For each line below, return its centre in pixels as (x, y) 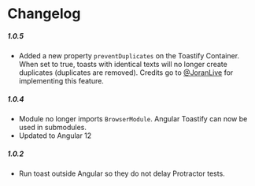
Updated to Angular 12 (55, 136)
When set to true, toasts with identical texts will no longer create (123, 65)
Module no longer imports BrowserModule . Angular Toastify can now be (133, 119)
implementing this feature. (61, 81)
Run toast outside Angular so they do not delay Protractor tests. (122, 173)
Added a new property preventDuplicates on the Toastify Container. (129, 56)
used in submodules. (53, 128)
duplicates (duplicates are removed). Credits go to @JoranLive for (126, 73)
